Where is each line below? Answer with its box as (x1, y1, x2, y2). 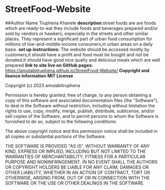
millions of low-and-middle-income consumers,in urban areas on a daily (5, 41, 153, 47)
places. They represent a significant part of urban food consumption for (5, 36, 153, 42)
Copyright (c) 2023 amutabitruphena (5, 82, 81, 88)
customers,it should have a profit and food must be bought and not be (5, 51, 149, 58)
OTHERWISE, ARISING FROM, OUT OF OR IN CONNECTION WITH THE (5, 175, 150, 181)
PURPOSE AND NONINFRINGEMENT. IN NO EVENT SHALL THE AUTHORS (5, 159, 158, 165)
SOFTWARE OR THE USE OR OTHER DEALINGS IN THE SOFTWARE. (5, 180, 145, 186)
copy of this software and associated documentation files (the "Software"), (5, 97, 159, 103)
